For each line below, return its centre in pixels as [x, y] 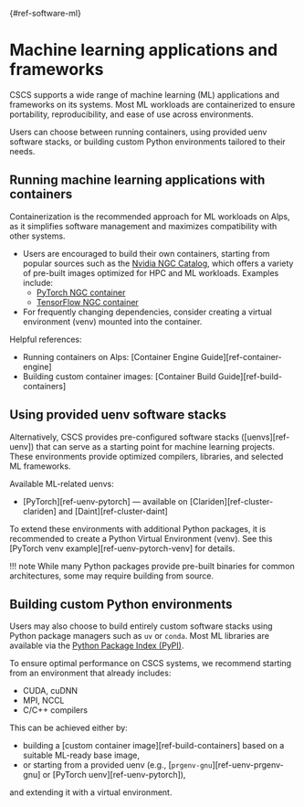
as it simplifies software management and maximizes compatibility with [143, 226]
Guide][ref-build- [250, 376]
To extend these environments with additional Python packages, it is [138, 528]
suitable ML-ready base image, [81, 755]
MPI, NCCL [44, 701]
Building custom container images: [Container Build [119, 376]
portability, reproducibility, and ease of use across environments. [131, 114]
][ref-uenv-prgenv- [248, 765]
